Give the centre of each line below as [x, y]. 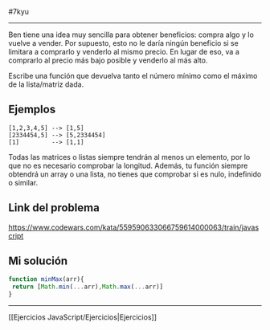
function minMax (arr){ [46, 279]
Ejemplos [32, 110]
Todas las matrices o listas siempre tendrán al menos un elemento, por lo [129, 157]
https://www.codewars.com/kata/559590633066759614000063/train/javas [134, 227]
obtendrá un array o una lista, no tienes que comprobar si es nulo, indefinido [135, 174]
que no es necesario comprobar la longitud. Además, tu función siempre [128, 165]
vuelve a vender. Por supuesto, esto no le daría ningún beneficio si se [123, 43]
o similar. [23, 182]
